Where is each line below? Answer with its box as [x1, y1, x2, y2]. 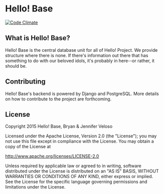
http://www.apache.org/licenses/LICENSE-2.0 [5, 153, 99, 159]
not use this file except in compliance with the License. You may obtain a [5, 138, 154, 144]
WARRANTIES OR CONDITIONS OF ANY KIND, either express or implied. [5, 174, 153, 180]
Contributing [5, 78, 46, 86]
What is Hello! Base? [5, 34, 71, 42]
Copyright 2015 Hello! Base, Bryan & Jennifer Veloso [5, 123, 113, 129]
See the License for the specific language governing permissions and [5, 179, 148, 185]
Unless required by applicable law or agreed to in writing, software [5, 163, 142, 169]
